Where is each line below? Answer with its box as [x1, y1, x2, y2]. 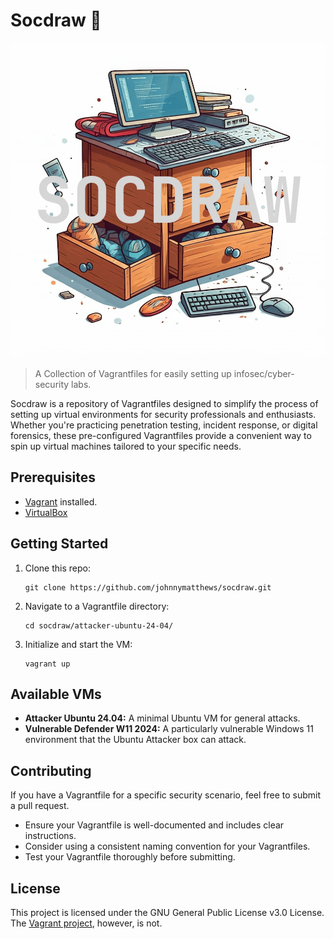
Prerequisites [10, 469, 96, 486]
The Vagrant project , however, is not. [10, 917, 163, 929]
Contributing [10, 762, 92, 779]
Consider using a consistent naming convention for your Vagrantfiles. [24, 840, 311, 853]
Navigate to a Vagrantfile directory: [24, 600, 170, 612]
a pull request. [10, 800, 70, 812]
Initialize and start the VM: [24, 638, 133, 650]
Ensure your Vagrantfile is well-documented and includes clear [24, 819, 285, 831]
